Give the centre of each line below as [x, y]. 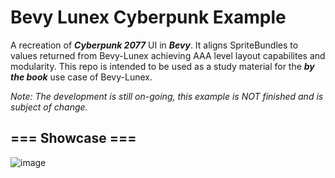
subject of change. [49, 107]
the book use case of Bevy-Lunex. [81, 77]
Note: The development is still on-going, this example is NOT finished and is [167, 96]
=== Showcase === [73, 138]
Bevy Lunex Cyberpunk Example [148, 17]
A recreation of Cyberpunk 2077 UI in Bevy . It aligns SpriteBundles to [154, 45]
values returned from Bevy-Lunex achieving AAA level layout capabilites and [168, 55]
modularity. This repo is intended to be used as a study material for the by [162, 66]
